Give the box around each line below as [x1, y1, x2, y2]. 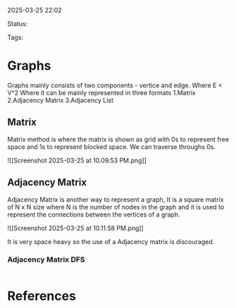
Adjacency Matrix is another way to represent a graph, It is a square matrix [7, 195, 224, 203]
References [7, 288, 76, 304]
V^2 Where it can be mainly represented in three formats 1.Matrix [7, 88, 196, 97]
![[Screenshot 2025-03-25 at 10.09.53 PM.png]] [7, 156, 147, 165]
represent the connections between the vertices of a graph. [7, 210, 181, 219]
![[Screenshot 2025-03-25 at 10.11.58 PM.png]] [7, 224, 144, 232]
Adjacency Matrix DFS [7, 255, 86, 264]
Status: [7, 20, 28, 27]
